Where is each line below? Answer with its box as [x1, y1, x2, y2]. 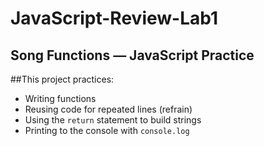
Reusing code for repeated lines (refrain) [24, 103, 193, 115]
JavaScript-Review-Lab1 [10, 7, 219, 30]
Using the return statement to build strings [24, 114, 202, 126]
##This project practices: [10, 73, 115, 85]
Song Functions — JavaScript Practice [10, 47, 255, 64]
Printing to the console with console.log [24, 125, 190, 136]
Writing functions [24, 93, 97, 104]
